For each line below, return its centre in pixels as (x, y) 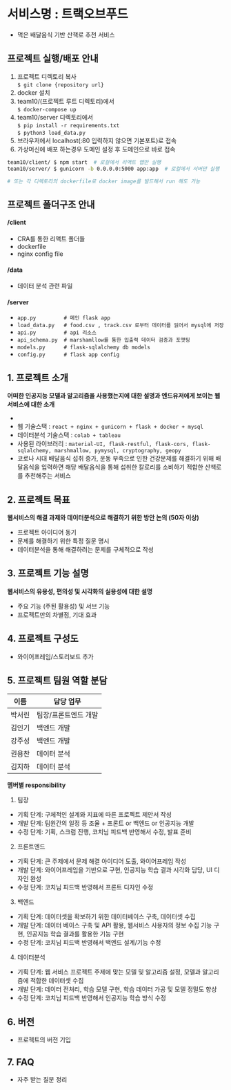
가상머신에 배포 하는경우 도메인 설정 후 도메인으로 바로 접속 (96, 149)
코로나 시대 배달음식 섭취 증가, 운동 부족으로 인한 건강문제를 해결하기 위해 (115, 459)
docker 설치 (33, 92)
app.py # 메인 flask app (63, 318)
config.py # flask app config (68, 355)
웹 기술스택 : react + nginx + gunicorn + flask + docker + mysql (110, 427)
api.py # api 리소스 (57, 333)
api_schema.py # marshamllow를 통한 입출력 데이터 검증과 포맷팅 (104, 340)
